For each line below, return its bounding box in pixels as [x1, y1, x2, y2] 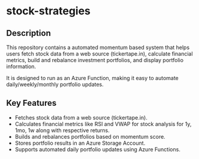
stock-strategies [6, 4, 91, 18]
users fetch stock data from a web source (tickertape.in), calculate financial [6, 50, 193, 57]
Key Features [6, 98, 57, 108]
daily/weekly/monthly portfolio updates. [6, 81, 104, 88]
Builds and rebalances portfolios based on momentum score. [14, 133, 166, 140]
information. [6, 63, 37, 70]
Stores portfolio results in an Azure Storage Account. [14, 139, 146, 146]
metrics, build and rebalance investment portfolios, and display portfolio [6, 57, 184, 63]
